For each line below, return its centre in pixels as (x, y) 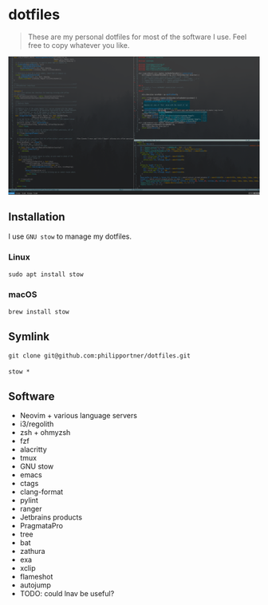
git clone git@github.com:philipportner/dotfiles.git (100, 356)
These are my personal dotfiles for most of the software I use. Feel (137, 37)
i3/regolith (37, 424)
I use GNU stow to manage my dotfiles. (70, 236)
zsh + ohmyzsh (45, 433)
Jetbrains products (51, 517)
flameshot (36, 577)
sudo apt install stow (46, 275)
